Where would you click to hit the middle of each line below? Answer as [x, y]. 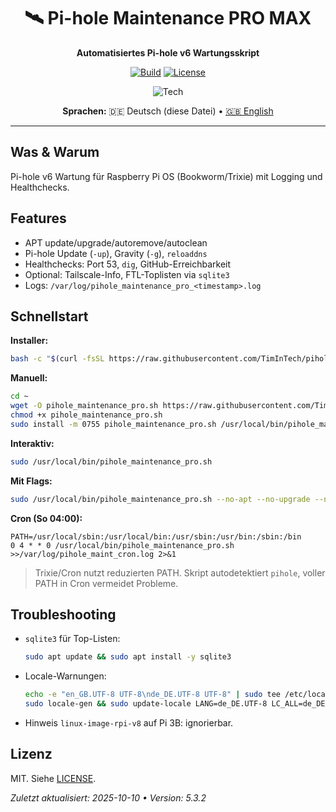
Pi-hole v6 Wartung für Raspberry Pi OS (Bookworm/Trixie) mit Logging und [166, 176]
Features [38, 218]
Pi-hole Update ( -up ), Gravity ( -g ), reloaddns [116, 253]
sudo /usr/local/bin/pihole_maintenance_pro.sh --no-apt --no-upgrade [160, 499]
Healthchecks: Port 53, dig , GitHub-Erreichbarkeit [128, 264]
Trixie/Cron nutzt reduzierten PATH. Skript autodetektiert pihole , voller [180, 572]
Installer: [29, 341]
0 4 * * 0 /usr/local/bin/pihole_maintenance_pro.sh [122, 545]
